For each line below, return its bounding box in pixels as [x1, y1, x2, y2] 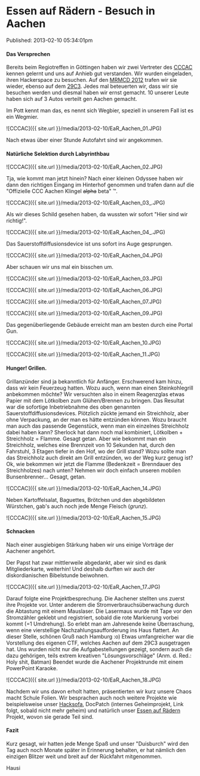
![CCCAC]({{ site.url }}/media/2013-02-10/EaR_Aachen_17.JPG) [6, 583, 161, 590]
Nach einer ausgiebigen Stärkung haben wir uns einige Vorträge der [6, 541, 174, 548]
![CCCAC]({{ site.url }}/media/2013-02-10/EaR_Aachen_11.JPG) [6, 351, 161, 358]
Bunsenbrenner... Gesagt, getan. [6, 473, 87, 480]
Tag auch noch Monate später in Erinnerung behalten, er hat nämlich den [6, 746, 186, 753]
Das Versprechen [6, 50, 51, 57]
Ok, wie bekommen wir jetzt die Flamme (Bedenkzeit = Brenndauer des [6, 460, 181, 467]
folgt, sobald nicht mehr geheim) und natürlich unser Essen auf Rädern [6, 707, 181, 714]
